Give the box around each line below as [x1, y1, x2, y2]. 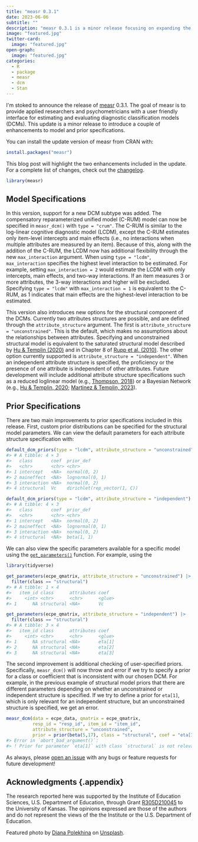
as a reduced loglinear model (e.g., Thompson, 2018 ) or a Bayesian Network [6, 378, 192, 385]
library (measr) [6, 177, 44, 183]
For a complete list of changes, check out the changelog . [6, 166, 144, 173]
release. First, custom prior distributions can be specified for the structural [6, 423, 187, 430]
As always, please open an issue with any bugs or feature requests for [6, 754, 177, 761]
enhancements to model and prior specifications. [6, 126, 126, 133]
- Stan [11, 85, 28, 91]
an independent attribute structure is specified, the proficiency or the [6, 359, 174, 366]
